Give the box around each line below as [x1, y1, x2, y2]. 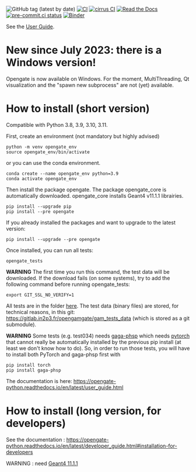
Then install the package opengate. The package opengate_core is [6, 186, 167, 193]
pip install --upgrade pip [6, 204, 72, 209]
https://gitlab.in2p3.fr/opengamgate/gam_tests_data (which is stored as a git [6, 315, 190, 322]
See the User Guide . [6, 23, 55, 30]
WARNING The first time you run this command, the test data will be [6, 268, 170, 275]
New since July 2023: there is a [6, 44, 162, 57]
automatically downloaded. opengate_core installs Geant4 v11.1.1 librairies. [6, 192, 184, 199]
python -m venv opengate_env [6, 144, 77, 150]
